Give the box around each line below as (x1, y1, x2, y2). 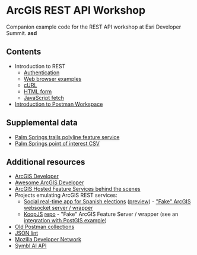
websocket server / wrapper (23, 204, 93, 212)
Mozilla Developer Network (14, 236, 82, 243)
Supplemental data (6, 118, 78, 128)
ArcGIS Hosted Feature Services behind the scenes (14, 185, 141, 193)
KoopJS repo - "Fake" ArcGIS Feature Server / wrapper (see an (23, 210, 179, 218)
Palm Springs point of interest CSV (14, 140, 100, 147)
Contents (6, 47, 42, 57)
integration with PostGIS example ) (23, 217, 107, 224)
